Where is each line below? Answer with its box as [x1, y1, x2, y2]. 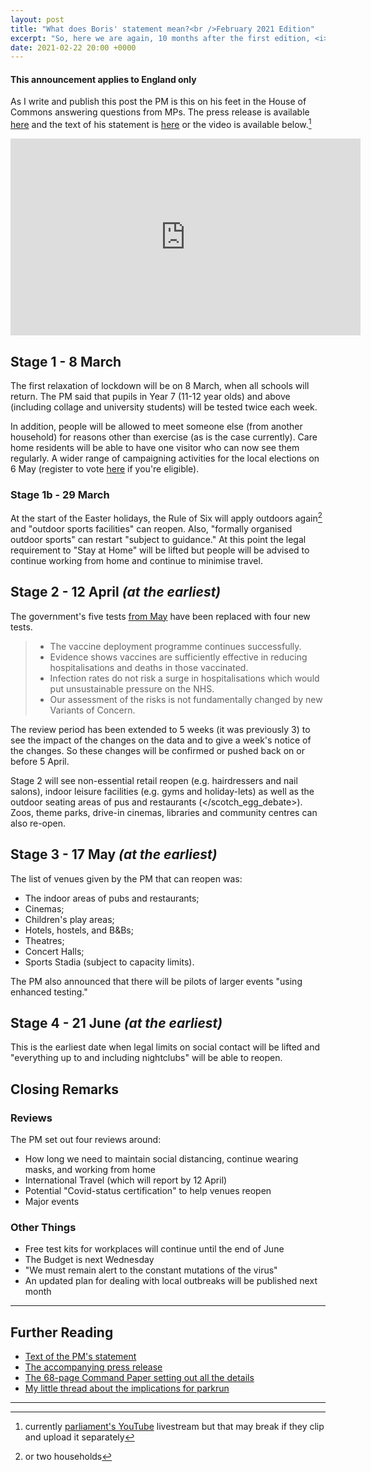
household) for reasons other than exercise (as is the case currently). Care [10, 431, 318, 443]
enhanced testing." [10, 986, 88, 998]
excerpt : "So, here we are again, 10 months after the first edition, [10, 33, 311, 43]
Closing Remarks [10, 1081, 120, 1098]
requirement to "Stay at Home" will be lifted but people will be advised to [10, 544, 310, 556]
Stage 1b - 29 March [10, 487, 110, 501]
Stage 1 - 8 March [10, 353, 122, 370]
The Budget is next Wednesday [24, 1254, 155, 1266]
